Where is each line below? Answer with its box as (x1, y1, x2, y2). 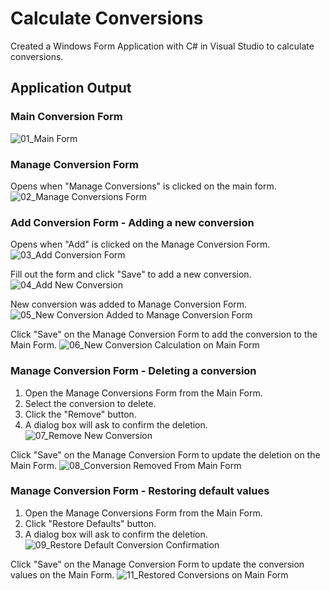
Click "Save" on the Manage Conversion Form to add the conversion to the (10, 328, 318, 341)
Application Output (10, 80, 132, 97)
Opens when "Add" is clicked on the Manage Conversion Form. (10, 238, 271, 251)
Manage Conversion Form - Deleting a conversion (10, 364, 257, 378)
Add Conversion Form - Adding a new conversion (10, 215, 255, 229)
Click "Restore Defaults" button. (24, 517, 157, 529)
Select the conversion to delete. (24, 397, 157, 409)
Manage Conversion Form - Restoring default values (10, 484, 270, 498)
